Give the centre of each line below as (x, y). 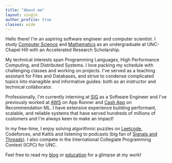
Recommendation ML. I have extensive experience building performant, (81, 108)
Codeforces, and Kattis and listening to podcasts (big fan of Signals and (81, 134)
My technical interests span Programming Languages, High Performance (82, 60)
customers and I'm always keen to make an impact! (60, 119)
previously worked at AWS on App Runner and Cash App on (69, 103)
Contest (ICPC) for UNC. (31, 145)
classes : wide (21, 24)
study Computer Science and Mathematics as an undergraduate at (76, 45)
